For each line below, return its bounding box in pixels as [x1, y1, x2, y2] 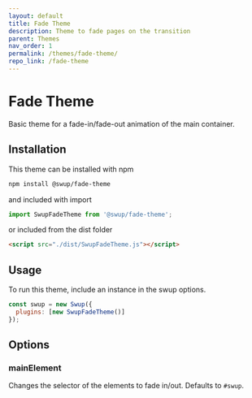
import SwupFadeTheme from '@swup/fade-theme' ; [8, 210, 173, 218]
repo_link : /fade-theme [8, 58, 89, 66]
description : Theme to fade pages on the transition [8, 27, 191, 35]
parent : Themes [8, 34, 60, 43]
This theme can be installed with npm [8, 164, 134, 174]
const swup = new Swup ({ [8, 301, 93, 309]
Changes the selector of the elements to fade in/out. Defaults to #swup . [8, 381, 245, 391]
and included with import [8, 194, 92, 204]
